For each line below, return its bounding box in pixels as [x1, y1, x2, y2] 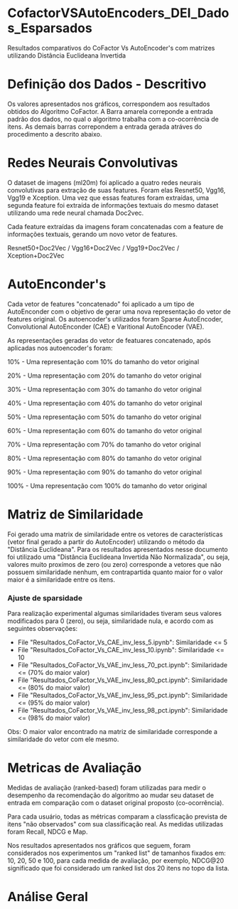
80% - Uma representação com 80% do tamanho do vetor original [7, 454, 202, 462]
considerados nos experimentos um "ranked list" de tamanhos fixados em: [7, 849, 226, 857]
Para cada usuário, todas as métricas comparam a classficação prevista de [7, 812, 227, 821]
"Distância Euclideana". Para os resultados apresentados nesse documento [7, 545, 229, 553]
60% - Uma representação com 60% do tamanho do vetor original [7, 426, 202, 435]
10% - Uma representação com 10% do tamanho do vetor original [7, 357, 200, 366]
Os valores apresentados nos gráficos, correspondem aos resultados [7, 100, 210, 108]
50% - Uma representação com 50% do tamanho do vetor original [7, 413, 202, 421]
